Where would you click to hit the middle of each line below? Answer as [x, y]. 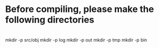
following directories [50, 20]
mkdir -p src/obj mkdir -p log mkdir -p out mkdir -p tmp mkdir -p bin [76, 40]
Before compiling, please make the [80, 9]
